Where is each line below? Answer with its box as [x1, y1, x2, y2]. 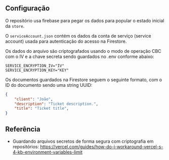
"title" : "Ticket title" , [14, 106, 69, 111]
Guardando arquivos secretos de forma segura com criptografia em [12, 138, 154, 144]
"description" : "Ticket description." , [14, 101, 99, 106]
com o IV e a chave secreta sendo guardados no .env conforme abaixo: [5, 53, 154, 59]
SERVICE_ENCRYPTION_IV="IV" [5, 63, 65, 68]
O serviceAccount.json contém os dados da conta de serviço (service [5, 33, 151, 39]
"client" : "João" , [14, 97, 53, 102]
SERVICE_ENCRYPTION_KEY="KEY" [5, 68, 69, 73]
